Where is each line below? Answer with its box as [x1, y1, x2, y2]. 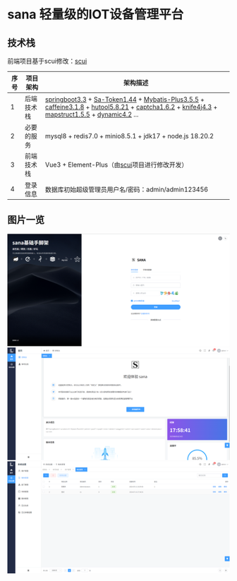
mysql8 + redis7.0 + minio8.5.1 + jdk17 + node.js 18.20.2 [44, 131, 214, 140]
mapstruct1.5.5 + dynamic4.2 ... [44, 110, 139, 119]
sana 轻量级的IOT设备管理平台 [7, 6, 184, 23]
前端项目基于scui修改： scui [7, 57, 87, 65]
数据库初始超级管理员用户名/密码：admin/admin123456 [44, 185, 209, 193]
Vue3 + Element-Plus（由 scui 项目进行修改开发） [44, 160, 188, 169]
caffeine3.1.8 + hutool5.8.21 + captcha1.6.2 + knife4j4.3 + [44, 103, 218, 112]
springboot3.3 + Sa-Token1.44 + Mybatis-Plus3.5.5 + [44, 95, 205, 104]
